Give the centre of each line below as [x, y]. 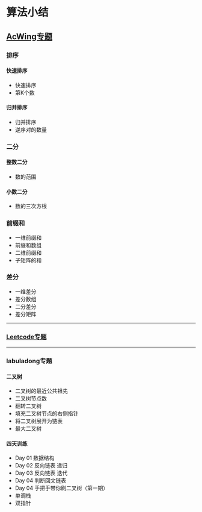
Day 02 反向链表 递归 [41, 466]
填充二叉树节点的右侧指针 [47, 414]
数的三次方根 [31, 206]
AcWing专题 [29, 36]
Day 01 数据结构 [35, 458]
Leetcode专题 [26, 337]
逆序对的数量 [31, 130]
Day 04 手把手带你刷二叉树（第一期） [62, 488]
